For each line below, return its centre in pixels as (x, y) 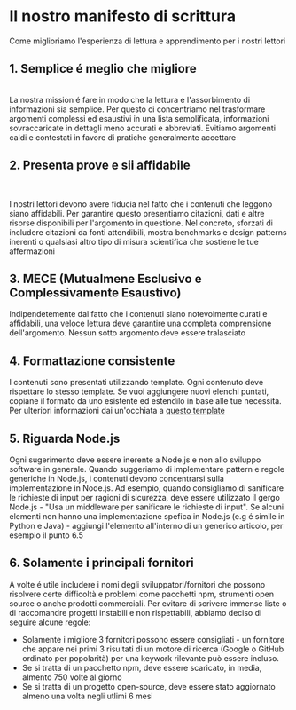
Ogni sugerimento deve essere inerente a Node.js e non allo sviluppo (135, 460)
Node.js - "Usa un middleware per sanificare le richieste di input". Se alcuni (147, 507)
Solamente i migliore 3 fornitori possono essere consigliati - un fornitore (153, 639)
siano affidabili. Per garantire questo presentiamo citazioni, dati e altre (137, 213)
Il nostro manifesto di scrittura (123, 16)
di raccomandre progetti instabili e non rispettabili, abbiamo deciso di (136, 612)
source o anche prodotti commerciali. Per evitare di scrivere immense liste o (148, 603)
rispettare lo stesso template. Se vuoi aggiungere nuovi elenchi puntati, (139, 391)
